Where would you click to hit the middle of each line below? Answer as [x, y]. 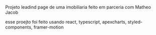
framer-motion [49, 27]
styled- [135, 22]
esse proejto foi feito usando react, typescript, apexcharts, [66, 22]
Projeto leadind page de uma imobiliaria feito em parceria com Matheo [78, 7]
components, [19, 27]
